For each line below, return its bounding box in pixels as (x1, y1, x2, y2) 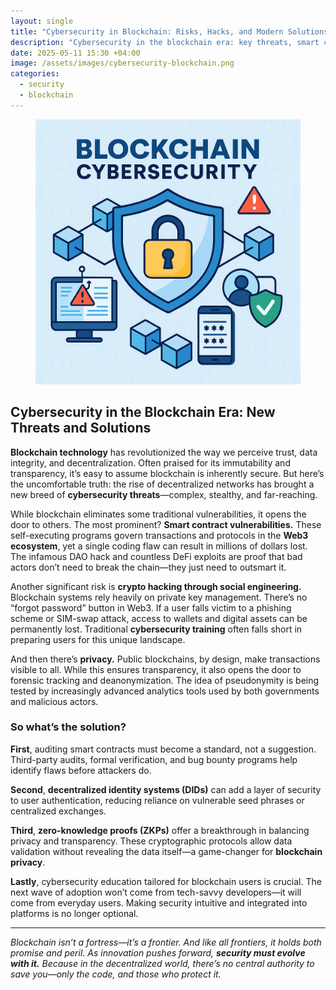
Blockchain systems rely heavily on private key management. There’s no (10, 591, 308, 603)
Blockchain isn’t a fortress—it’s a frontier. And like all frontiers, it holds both (10, 936, 322, 948)
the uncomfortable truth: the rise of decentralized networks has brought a (10, 478, 315, 490)
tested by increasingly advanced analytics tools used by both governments (10, 685, 320, 697)
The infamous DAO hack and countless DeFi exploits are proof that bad (10, 550, 303, 562)
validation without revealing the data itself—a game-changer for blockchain (10, 845, 323, 857)
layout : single (10, 16, 74, 26)
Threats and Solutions (10, 420, 152, 437)
